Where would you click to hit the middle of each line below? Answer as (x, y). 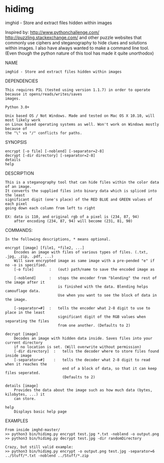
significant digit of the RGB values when (102, 317)
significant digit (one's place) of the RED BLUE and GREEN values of (79, 199)
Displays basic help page (41, 412)
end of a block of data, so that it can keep (109, 368)
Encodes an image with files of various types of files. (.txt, (81, 252)
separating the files (27, 321)
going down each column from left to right (50, 208)
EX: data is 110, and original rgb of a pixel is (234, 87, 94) (72, 217)
